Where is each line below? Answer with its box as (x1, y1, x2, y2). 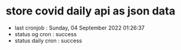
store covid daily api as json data (6, 4, 175, 18)
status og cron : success (14, 30, 77, 37)
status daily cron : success (14, 37, 83, 44)
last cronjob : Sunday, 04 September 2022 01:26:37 (14, 24, 145, 31)
